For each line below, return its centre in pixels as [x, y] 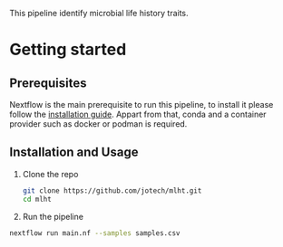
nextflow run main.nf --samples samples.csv [95, 233]
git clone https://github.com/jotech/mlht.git [112, 190]
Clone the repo [50, 174]
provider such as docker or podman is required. [98, 124]
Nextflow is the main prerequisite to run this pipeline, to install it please [141, 104]
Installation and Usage [74, 152]
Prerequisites [48, 83]
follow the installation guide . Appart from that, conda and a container [138, 114]
